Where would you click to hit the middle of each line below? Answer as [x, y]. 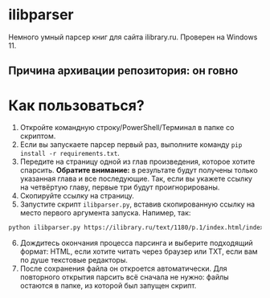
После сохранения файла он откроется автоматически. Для [123, 269]
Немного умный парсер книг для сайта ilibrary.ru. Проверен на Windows [133, 37]
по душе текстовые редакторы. [74, 260]
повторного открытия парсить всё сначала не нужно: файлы [124, 277]
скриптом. [38, 136]
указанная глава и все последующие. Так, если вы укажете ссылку [136, 179]
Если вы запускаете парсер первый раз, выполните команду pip [131, 145]
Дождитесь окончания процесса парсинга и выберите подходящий [136, 243]
